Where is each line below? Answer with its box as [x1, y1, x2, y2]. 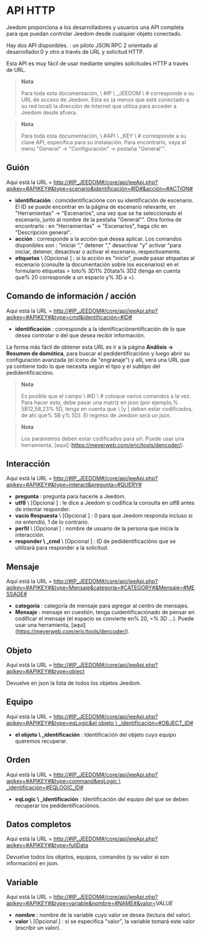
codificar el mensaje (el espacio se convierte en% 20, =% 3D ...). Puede [14, 615, 194, 622]
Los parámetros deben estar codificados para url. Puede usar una [20, 435, 185, 442]
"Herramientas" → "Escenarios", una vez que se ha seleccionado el [14, 209, 182, 217]
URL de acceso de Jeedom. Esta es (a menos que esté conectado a [20, 96, 190, 103]
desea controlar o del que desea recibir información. [14, 331, 146, 338]
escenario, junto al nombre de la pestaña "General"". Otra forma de [14, 215, 182, 223]
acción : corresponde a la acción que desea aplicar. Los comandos [14, 235, 182, 242]
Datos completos [6, 819, 72, 830]
